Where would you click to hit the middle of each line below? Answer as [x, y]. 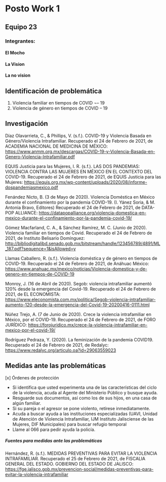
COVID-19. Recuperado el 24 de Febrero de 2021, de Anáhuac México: [77, 264]
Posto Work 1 [33, 9]
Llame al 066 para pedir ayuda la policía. [54, 429]
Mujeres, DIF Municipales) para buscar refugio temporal [69, 424]
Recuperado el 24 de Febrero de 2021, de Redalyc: [57, 345]
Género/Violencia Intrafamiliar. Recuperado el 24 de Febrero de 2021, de [79, 141]
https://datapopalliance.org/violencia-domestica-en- [93, 213]
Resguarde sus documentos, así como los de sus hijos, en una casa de [84, 398]
